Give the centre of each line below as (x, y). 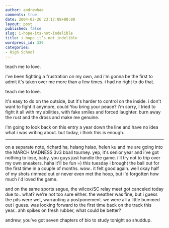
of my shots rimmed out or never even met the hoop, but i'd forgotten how (82, 174)
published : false (23, 29)
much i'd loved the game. (31, 179)
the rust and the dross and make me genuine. (52, 117)
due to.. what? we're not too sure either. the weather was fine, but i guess (81, 194)
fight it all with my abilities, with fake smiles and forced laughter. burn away (83, 112)
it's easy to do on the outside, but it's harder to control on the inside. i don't (83, 101)
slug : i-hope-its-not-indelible (39, 33)
